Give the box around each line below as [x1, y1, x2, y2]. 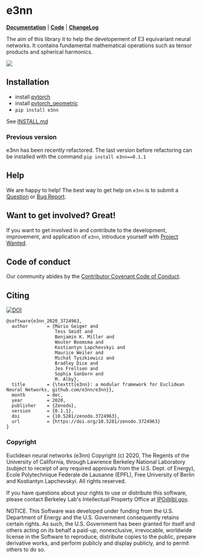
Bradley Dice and [54, 360, 98, 366]
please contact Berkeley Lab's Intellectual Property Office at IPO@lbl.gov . [6, 495, 189, 502]
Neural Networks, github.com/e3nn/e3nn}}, [6, 387, 115, 393]
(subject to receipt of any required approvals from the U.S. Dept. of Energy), [6, 464, 195, 472]
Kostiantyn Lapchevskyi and [54, 345, 125, 351]
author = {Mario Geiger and [11, 323, 98, 329]
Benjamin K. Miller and [54, 334, 115, 340]
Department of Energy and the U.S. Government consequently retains [6, 513, 179, 521]
